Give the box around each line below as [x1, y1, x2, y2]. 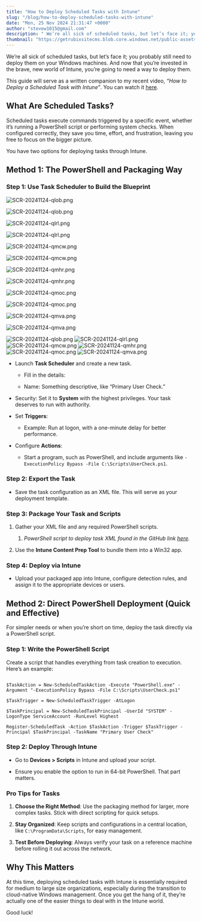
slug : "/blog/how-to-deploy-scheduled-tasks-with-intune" [6, 14, 154, 20]
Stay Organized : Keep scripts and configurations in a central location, [14, 821, 187, 828]
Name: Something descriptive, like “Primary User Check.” [23, 383, 166, 390]
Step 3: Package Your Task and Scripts [6, 510, 121, 518]
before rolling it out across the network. [14, 845, 112, 852]
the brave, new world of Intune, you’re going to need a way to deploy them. [6, 66, 191, 72]
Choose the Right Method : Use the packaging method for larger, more [14, 803, 190, 810]
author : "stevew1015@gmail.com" [6, 25, 87, 32]
